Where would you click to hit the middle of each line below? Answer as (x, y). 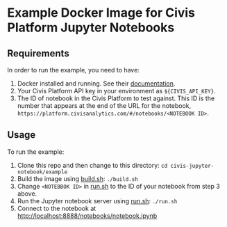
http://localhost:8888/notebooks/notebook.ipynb (87, 216)
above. (27, 194)
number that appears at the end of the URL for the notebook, (104, 105)
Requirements (38, 53)
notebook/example (42, 172)
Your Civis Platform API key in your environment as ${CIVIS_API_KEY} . (117, 91)
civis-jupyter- (192, 166)
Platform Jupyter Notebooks (91, 28)
